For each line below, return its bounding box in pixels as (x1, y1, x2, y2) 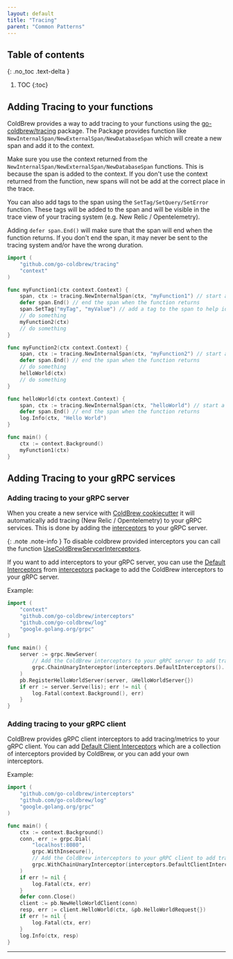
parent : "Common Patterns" (7, 23, 85, 30)
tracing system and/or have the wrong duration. (7, 241, 144, 249)
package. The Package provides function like (58, 126, 187, 135)
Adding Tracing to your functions (7, 101, 154, 113)
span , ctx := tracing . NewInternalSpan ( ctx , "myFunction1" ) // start (19, 293, 222, 300)
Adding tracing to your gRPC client (7, 719, 126, 729)
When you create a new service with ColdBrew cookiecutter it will (7, 509, 196, 518)
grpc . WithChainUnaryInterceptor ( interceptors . (32, 861, 169, 869)
